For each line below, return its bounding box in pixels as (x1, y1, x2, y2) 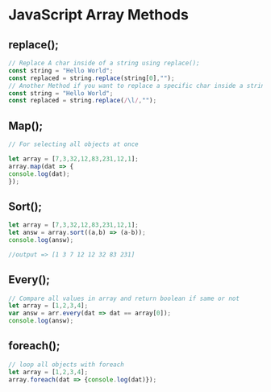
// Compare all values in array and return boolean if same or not (8, 294, 240, 302)
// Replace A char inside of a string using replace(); (8, 59, 200, 67)
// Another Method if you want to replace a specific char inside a (8, 81, 244, 90)
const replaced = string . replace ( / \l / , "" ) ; (8, 97, 157, 105)
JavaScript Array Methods (8, 6, 190, 24)
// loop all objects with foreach (8, 361, 125, 369)
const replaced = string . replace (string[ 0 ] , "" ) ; (8, 74, 175, 82)
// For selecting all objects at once (8, 140, 139, 148)
